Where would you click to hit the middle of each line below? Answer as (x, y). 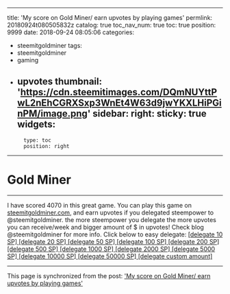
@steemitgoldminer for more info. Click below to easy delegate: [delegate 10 (115, 234)
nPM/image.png (52, 114)
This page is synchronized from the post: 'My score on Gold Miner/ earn (109, 275)
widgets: (36, 124)
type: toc (37, 140)
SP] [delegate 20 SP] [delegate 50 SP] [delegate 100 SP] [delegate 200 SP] (113, 241)
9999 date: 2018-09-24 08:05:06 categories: (71, 32)
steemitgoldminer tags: (49, 46)
